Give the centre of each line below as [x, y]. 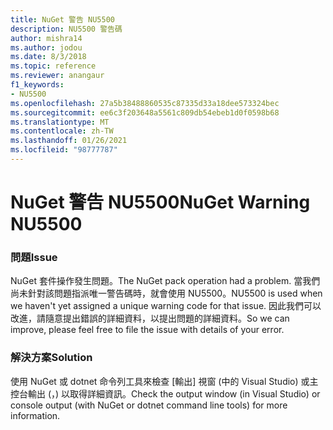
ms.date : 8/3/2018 [48, 57]
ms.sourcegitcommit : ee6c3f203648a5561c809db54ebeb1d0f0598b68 [145, 112]
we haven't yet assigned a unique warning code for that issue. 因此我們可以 [166, 306]
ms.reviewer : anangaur [57, 76]
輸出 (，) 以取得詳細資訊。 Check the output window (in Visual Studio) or [174, 393]
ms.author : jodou [46, 47]
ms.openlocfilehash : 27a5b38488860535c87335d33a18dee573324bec [145, 103]
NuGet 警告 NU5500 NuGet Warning [160, 202]
